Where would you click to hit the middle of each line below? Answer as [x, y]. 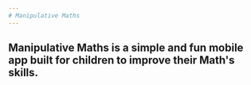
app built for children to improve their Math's [122, 60]
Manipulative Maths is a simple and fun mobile [126, 48]
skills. [23, 73]
